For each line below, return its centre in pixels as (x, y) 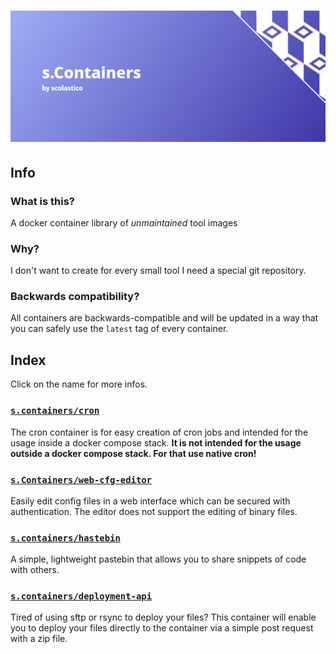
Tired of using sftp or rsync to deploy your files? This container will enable (163, 617)
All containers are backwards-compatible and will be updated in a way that (164, 318)
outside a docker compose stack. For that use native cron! (133, 453)
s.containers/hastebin (65, 538)
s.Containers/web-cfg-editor (81, 479)
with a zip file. (39, 639)
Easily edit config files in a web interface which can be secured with (150, 501)
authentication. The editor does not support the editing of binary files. (154, 511)
